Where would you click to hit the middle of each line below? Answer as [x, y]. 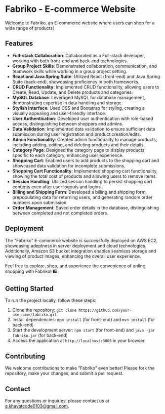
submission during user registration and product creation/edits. [77, 134]
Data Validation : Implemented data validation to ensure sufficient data [84, 129]
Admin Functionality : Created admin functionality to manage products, [84, 139]
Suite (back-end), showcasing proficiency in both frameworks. [76, 82]
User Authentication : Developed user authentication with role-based [82, 118]
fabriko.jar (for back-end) [40, 335]
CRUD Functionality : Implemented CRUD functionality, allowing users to [86, 87]
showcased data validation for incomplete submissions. [69, 166]
